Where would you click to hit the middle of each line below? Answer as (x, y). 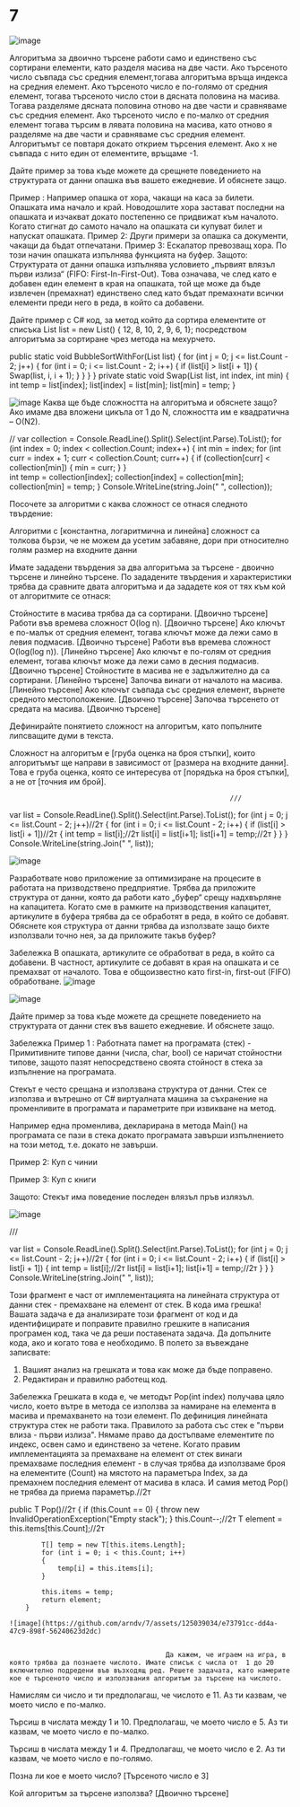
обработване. (35, 981)
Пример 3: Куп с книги (53, 1179)
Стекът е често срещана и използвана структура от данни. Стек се (138, 1089)
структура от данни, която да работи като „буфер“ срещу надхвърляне (146, 897)
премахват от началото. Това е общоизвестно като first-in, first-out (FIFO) (150, 971)
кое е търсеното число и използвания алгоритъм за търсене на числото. (146, 1678)
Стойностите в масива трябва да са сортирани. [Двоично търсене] (139, 613)
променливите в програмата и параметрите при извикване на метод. (143, 1108)
